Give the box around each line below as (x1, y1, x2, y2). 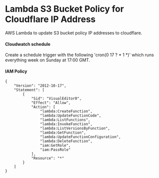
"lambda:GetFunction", (40, 130, 86, 135)
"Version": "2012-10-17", (14, 83, 67, 88)
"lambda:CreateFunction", (40, 109, 93, 114)
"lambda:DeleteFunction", (40, 139, 93, 144)
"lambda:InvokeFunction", (40, 122, 93, 127)
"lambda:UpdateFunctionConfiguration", (40, 135, 121, 139)
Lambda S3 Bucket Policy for (5, 3, 124, 15)
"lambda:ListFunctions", (40, 118, 91, 122)
